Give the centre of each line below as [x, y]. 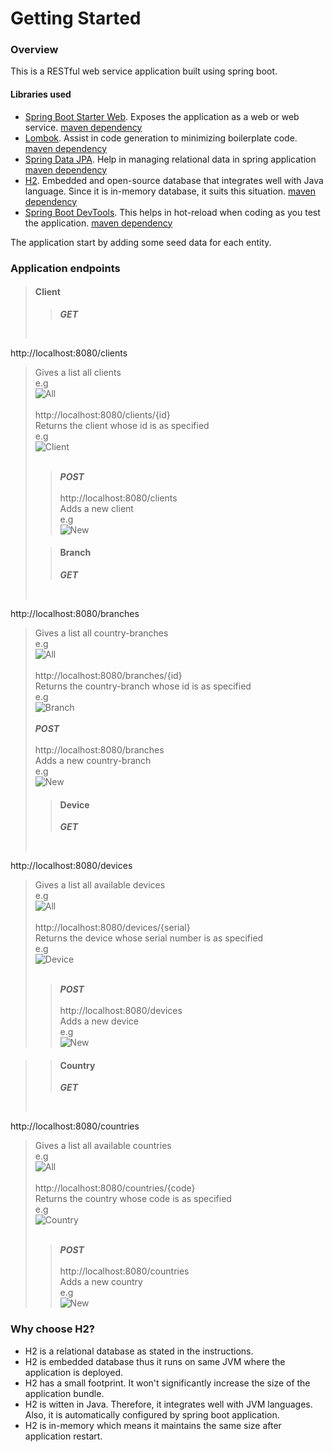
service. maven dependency [83, 127]
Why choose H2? [52, 1329]
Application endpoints [65, 268]
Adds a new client [96, 508]
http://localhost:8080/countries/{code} [115, 1188]
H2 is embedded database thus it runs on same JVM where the [155, 1361]
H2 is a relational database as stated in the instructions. [139, 1351]
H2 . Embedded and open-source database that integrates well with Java [174, 180]
